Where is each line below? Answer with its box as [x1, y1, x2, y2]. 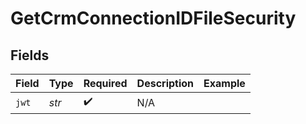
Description [136, 77, 195, 90]
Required [83, 77, 128, 90]
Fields [10, 47, 50, 64]
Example [203, 77, 246, 90]
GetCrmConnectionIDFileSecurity [10, 7, 297, 30]
